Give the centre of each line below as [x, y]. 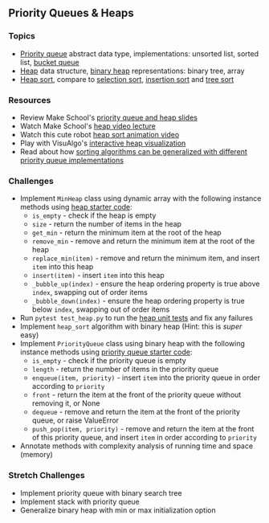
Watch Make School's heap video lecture [88, 126]
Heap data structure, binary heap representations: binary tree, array [132, 71]
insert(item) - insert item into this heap [98, 276]
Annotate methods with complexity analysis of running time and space [137, 446]
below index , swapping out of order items [101, 309]
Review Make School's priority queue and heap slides [109, 117]
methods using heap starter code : [76, 207]
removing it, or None [66, 403]
